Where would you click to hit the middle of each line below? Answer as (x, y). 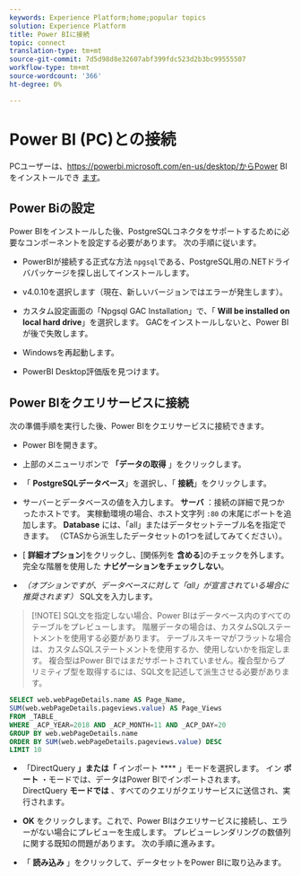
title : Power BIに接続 (50, 34)
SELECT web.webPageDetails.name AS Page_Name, (98, 700)
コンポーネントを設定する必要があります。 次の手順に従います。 (143, 242)
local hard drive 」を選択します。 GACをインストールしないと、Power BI (155, 322)
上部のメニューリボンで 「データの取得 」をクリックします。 (134, 464)
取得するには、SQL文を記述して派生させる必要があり (184, 672)
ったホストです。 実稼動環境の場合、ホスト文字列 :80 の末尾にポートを (153, 513)
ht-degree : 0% (36, 84)
